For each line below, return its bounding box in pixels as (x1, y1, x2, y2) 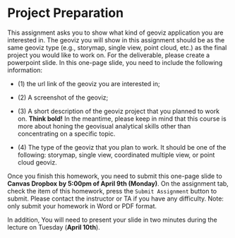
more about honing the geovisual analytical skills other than (17, 121, 191, 130)
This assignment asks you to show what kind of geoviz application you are (7, 28, 224, 37)
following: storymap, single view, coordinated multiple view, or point (17, 150, 215, 159)
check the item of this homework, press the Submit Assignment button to (7, 186, 217, 195)
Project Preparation (7, 5, 124, 21)
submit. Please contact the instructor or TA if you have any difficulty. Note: (7, 194, 224, 203)
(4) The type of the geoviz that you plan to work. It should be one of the (17, 143, 227, 151)
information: (7, 66, 43, 74)
